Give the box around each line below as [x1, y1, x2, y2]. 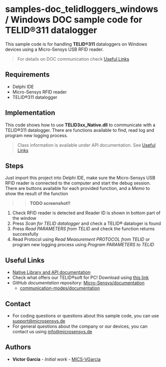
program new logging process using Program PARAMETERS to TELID [12, 242, 154, 248]
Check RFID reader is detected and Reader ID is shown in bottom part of [12, 210, 161, 216]
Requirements [5, 71, 50, 79]
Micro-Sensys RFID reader [12, 89, 67, 95]
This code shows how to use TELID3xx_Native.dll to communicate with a [5, 122, 156, 128]
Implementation [5, 108, 56, 117]
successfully [12, 231, 39, 237]
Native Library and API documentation [12, 270, 91, 275]
